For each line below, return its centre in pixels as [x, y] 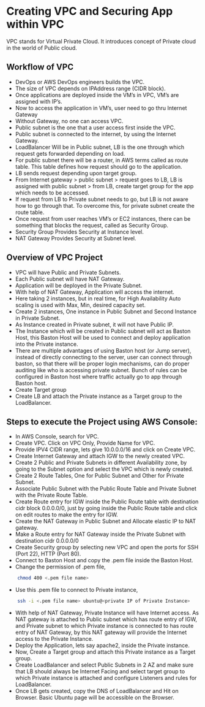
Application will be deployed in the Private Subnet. [79, 285]
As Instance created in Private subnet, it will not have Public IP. [95, 324]
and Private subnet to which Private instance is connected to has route [104, 626]
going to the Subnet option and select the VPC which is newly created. [104, 469]
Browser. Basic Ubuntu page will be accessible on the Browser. [95, 698]
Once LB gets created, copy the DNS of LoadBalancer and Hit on [97, 691]
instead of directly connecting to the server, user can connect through [104, 357]
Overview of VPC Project [54, 258]
